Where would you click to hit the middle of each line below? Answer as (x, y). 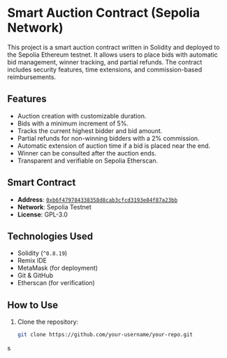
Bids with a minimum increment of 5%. (73, 123)
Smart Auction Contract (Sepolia (104, 13)
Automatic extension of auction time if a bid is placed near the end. (114, 146)
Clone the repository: (48, 322)
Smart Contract (42, 183)
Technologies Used (50, 236)
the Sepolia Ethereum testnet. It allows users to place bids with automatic (113, 55)
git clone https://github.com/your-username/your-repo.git (105, 335)
